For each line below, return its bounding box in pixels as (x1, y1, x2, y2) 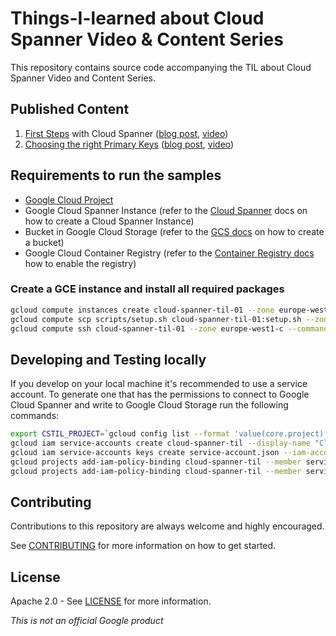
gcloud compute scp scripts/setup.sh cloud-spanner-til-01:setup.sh (10, 314, 302, 324)
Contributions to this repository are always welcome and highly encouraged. (10, 520, 325, 532)
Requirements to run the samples (10, 167, 222, 184)
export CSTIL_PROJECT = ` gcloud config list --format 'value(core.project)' (10, 429, 329, 439)
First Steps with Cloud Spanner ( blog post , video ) (24, 127, 229, 139)
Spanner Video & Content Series (10, 28, 284, 51)
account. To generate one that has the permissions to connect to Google (10, 388, 310, 401)
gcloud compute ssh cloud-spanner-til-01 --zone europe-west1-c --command (10, 323, 329, 334)
